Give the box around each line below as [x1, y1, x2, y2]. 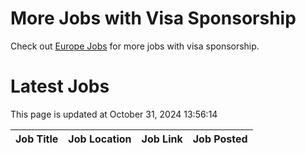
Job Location [68, 132, 132, 146]
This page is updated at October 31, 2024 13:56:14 [10, 108, 218, 120]
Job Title [15, 132, 59, 146]
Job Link [141, 132, 183, 146]
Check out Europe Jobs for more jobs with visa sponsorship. [10, 40, 260, 52]
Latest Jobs [10, 75, 110, 98]
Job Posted [192, 132, 248, 146]
